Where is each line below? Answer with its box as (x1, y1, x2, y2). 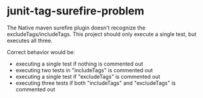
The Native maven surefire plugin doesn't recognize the (7, 24, 146, 31)
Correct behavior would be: (7, 48, 75, 55)
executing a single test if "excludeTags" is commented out (15, 73, 161, 80)
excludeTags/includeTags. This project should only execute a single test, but (7, 30, 197, 37)
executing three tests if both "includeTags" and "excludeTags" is (15, 79, 176, 87)
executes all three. (7, 37, 53, 44)
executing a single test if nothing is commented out (15, 60, 144, 67)
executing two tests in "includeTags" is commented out (15, 66, 153, 73)
